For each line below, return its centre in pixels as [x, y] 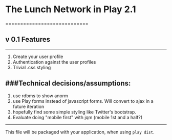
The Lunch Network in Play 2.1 [71, 9]
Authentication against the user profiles [54, 62]
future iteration [28, 106]
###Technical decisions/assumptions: [68, 83]
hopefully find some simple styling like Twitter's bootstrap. [74, 112]
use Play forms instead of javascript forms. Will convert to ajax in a [83, 101]
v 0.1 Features [28, 39]
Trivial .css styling [32, 67]
